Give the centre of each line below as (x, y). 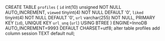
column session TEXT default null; (40, 33)
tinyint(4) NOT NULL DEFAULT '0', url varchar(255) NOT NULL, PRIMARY (80, 18)
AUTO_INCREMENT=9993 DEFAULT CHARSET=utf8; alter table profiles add (82, 28)
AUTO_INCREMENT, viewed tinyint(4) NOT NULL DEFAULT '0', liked (75, 12)
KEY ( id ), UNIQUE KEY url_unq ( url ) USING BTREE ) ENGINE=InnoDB (76, 23)
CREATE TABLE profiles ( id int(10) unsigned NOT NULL (63, 7)
